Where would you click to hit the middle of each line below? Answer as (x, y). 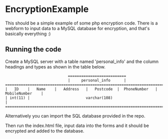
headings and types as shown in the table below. (55, 66)
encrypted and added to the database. (45, 130)
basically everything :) (28, 33)
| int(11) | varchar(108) (59, 98)
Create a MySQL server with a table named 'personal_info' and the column (82, 61)
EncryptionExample (47, 9)
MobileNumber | (24, 93)
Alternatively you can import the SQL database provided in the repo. (75, 115)
